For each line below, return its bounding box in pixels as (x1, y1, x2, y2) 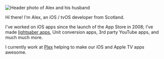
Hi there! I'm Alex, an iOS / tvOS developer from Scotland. (5, 14, 124, 20)
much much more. (5, 35, 43, 40)
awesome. (5, 50, 27, 55)
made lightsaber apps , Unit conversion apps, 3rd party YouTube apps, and (5, 29, 159, 35)
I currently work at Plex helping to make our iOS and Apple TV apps (5, 44, 144, 50)
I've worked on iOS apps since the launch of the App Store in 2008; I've (5, 24, 153, 30)
